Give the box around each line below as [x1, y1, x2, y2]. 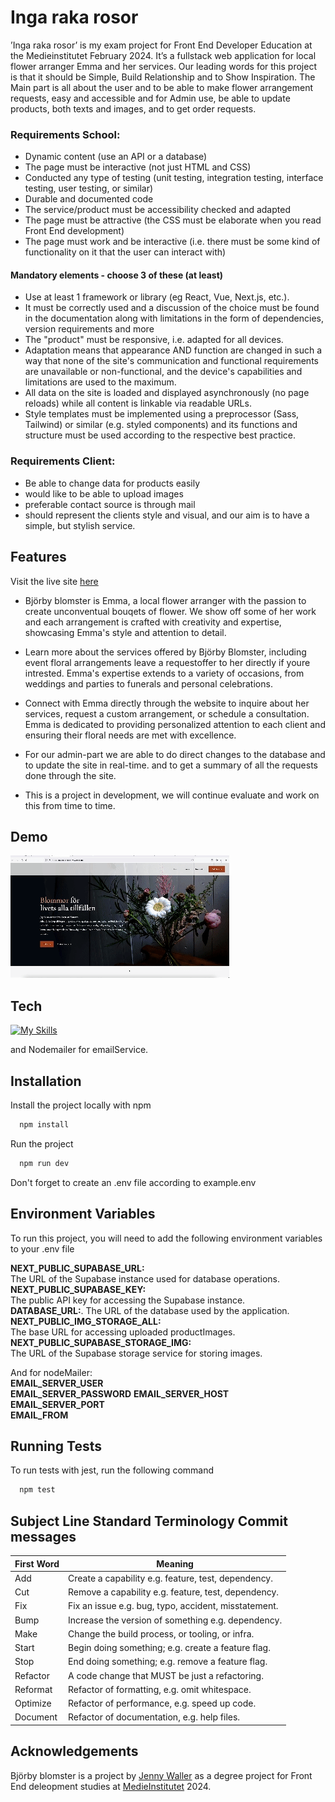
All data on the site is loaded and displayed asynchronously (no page [24, 387, 310, 399]
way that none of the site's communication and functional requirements [24, 355, 319, 367]
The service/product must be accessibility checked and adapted [24, 204, 291, 216]
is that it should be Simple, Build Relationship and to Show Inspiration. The [10, 71, 316, 83]
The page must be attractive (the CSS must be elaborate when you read [24, 214, 322, 226]
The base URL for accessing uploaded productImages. [10, 1326, 236, 1338]
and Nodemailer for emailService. [10, 1044, 149, 1056]
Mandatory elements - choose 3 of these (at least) [10, 269, 224, 281]
